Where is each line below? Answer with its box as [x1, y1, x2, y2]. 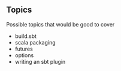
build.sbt [14, 32, 37, 40]
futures [14, 45, 33, 52]
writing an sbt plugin [14, 58, 66, 65]
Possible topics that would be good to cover [6, 20, 115, 28]
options [14, 51, 34, 59]
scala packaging [14, 39, 56, 46]
